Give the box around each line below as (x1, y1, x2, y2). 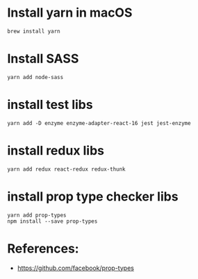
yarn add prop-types (7, 212, 67, 219)
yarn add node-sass (7, 74, 64, 81)
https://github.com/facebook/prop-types (17, 264, 134, 272)
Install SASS (7, 51, 79, 67)
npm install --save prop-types (7, 217, 98, 225)
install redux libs (7, 143, 105, 158)
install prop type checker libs (7, 189, 179, 204)
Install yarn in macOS (7, 5, 133, 21)
